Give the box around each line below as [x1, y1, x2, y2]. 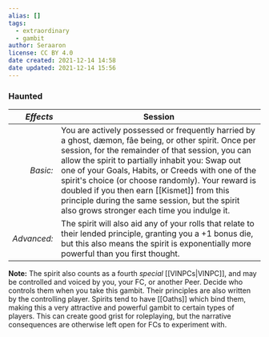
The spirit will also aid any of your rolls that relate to [61, 218, 255, 229]
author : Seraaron [8, 42, 66, 50]
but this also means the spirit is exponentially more [61, 238, 252, 250]
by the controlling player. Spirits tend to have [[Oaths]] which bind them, [8, 294, 247, 304]
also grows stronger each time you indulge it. [61, 205, 231, 217]
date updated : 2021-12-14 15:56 [8, 64, 116, 72]
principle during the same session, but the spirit [61, 195, 240, 206]
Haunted [8, 90, 42, 101]
